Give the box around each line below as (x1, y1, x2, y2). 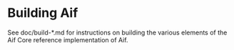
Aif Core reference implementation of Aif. (7, 35, 128, 44)
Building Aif (7, 5, 78, 21)
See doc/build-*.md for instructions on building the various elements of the (7, 28, 228, 37)
